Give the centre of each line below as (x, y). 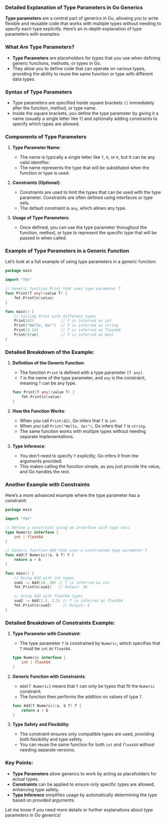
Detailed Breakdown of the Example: (50, 352)
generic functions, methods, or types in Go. (57, 63)
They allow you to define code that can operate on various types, (79, 68)
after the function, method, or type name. (55, 108)
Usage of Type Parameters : (41, 218)
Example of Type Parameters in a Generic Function (67, 251)
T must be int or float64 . (46, 648)
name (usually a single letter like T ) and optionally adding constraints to (85, 118)
